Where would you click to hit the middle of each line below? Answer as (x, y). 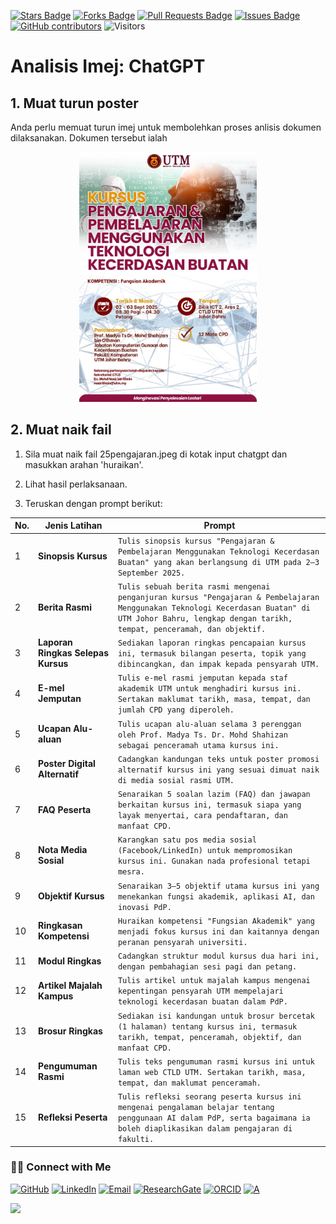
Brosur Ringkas (70, 1031)
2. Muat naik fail (61, 430)
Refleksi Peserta (73, 1117)
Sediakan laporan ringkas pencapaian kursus (212, 643)
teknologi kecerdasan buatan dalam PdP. (202, 1002)
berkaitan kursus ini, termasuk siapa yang (209, 805)
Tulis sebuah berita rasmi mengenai (194, 586)
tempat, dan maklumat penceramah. (189, 1083)
